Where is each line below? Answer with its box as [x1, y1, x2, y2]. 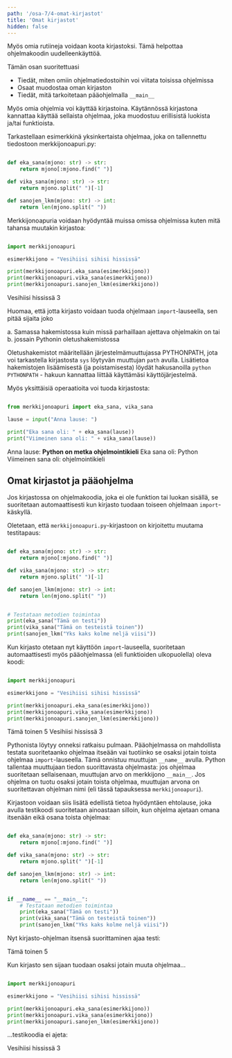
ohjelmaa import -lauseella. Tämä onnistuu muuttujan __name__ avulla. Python [7, 756, 226, 764]
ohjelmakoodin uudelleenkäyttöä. [7, 49, 102, 58]
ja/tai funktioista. [7, 119, 55, 127]
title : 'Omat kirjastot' [7, 17, 79, 24]
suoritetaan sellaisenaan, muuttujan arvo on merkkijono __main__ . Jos [7, 770, 206, 779]
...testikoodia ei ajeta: [7, 1030, 68, 1039]
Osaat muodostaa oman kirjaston [17, 84, 112, 92]
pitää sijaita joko [7, 315, 53, 322]
